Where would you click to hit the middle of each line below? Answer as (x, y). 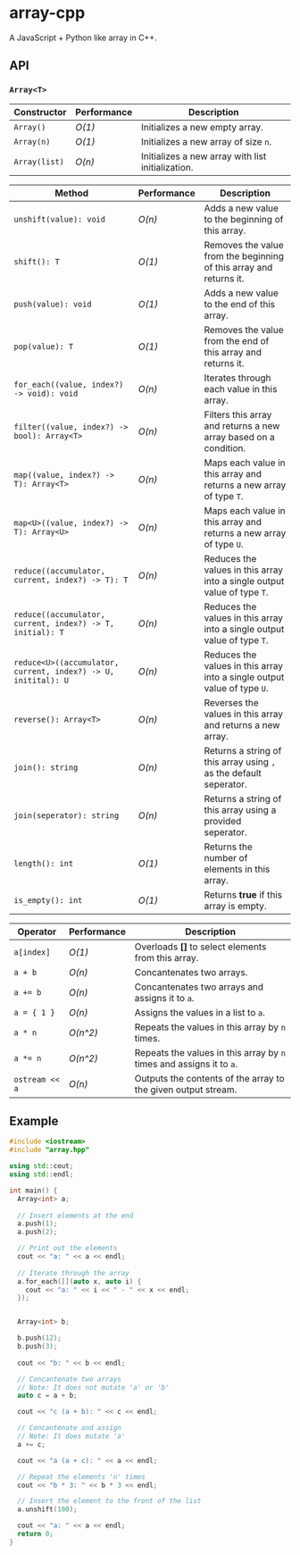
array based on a (239, 437)
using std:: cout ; (42, 1166)
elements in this (237, 869)
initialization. (167, 167)
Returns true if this (243, 894)
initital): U (42, 680)
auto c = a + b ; (47, 1396)
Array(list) (39, 162)
